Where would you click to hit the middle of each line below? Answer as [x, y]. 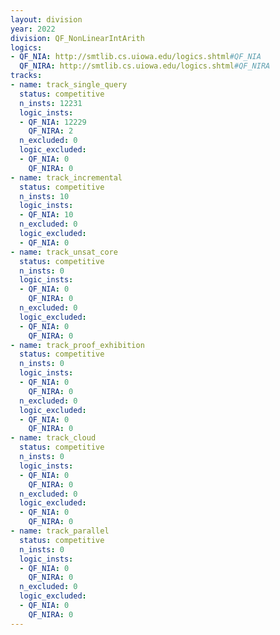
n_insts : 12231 [51, 103]
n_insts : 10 [44, 196]
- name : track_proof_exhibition [77, 345]
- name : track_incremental [66, 177]
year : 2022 [33, 29]
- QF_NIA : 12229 [53, 122]
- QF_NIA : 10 [46, 215]
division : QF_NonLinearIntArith [77, 38]
